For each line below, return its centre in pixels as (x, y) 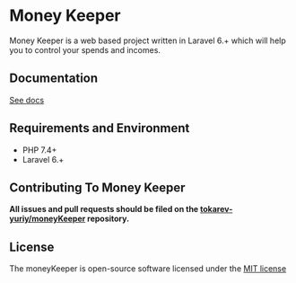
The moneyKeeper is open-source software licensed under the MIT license (148, 269)
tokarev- (217, 209)
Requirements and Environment (100, 128)
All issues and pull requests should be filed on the (104, 209)
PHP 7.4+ (39, 150)
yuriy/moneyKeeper (48, 219)
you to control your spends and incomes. (85, 49)
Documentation (54, 79)
